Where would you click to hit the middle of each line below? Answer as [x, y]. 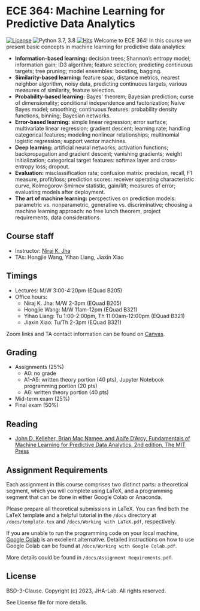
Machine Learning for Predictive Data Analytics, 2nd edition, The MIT [100, 445]
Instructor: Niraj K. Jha [43, 250]
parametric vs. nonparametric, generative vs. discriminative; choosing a [104, 204]
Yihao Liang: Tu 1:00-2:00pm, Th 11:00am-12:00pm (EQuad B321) [104, 316]
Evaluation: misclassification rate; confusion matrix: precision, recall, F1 [104, 173]
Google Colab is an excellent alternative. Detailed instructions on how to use [100, 539]
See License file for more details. [47, 602]
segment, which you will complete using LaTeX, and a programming [90, 491]
